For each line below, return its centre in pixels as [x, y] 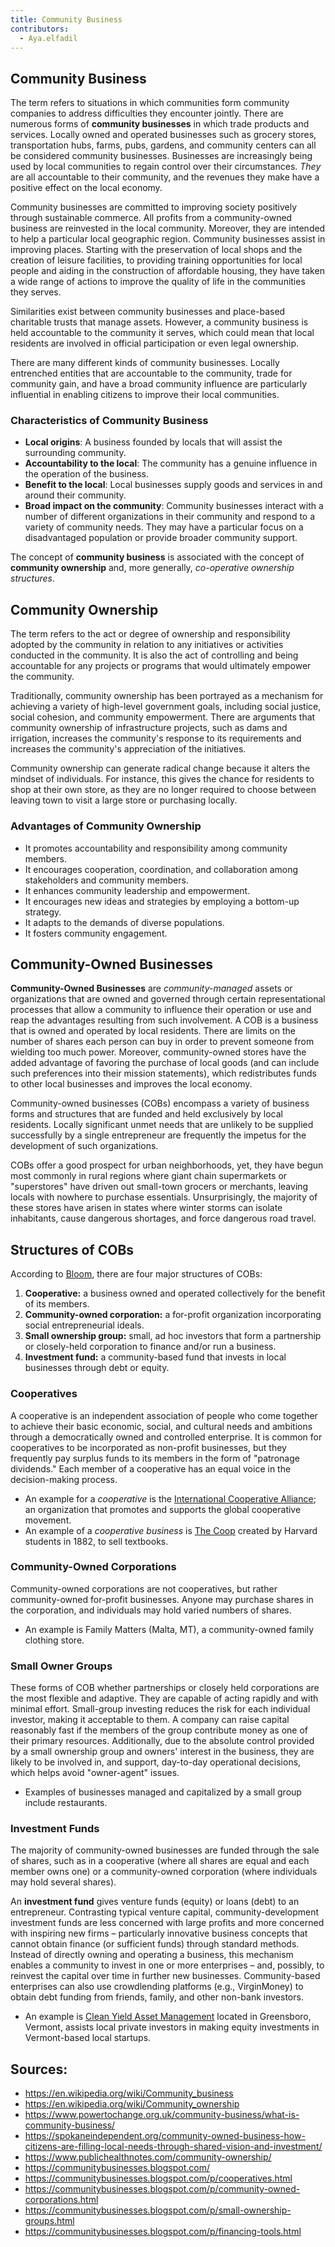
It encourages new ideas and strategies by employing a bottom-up [162, 901]
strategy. [43, 912]
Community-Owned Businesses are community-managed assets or [151, 988]
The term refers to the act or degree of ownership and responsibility [150, 634]
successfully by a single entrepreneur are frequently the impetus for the [158, 1135]
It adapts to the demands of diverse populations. [124, 922]
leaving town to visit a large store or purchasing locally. [124, 800]
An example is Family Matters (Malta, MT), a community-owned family [169, 1629]
